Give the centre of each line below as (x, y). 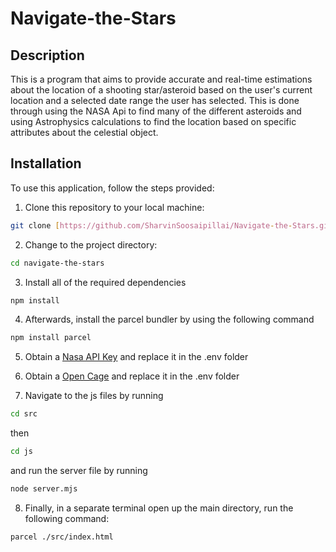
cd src (24, 414)
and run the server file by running (79, 471)
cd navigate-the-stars (57, 263)
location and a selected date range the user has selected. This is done (155, 100)
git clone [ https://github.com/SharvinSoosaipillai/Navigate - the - (151, 225)
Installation (46, 163)
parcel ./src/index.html (62, 537)
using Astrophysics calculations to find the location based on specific (153, 121)
